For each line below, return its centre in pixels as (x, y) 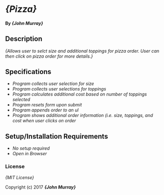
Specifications (28, 71)
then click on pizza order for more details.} (49, 56)
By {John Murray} (24, 23)
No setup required (31, 148)
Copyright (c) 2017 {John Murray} (41, 187)
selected (21, 99)
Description (24, 39)
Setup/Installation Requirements (57, 136)
